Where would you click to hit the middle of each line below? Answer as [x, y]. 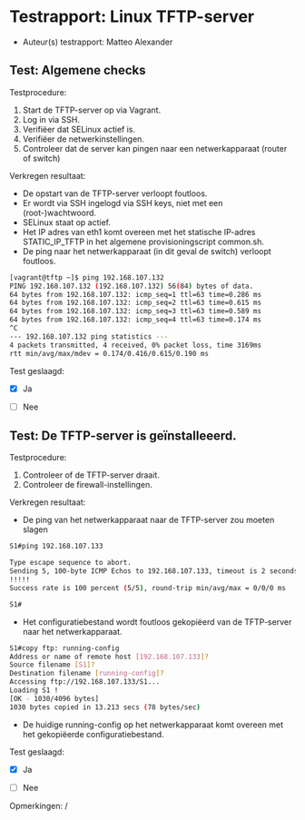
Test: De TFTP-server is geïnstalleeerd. [123, 436]
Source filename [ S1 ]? [52, 665]
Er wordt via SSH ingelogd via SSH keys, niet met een [123, 203]
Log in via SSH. [51, 119]
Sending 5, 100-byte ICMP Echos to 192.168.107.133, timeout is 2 [138, 571]
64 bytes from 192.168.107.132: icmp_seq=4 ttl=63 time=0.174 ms [135, 320]
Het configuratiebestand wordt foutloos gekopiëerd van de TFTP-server [157, 622]
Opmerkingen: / [39, 805]
